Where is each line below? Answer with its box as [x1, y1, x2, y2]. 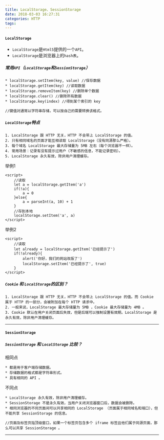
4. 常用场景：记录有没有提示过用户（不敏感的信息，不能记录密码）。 [5, 149, 123, 154]
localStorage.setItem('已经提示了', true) [22, 261, 106, 267]
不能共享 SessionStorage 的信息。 [5, 411, 69, 416]
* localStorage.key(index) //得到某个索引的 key [5, 99, 101, 104]
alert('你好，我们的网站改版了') [22, 256, 82, 261]
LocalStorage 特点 [5, 119, 40, 125]
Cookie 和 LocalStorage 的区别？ [5, 281, 68, 287]
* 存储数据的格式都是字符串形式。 [5, 370, 64, 375]
